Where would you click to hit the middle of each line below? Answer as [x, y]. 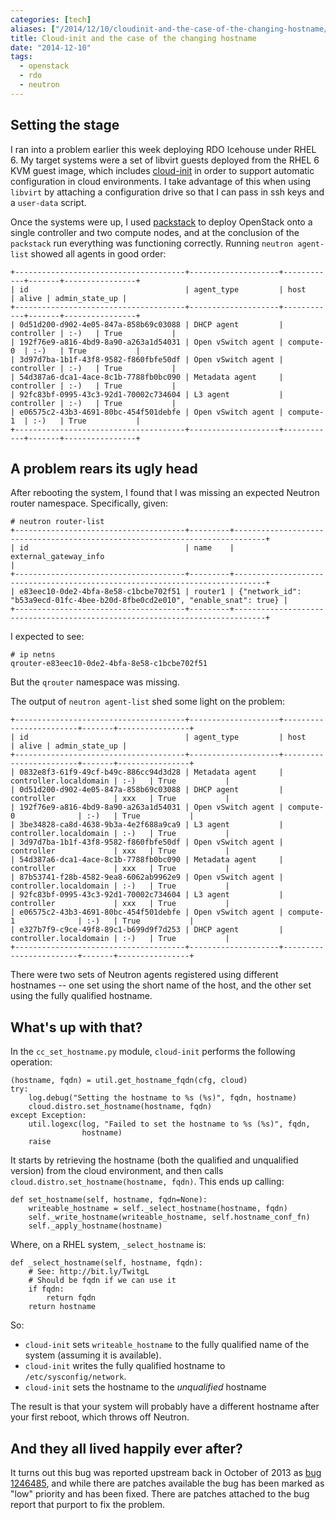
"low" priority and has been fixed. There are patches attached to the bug [160, 1494]
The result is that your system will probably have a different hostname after [165, 1407]
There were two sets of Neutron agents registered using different [144, 975]
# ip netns [33, 655]
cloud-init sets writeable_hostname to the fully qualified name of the [167, 1345]
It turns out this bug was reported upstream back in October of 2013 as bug [166, 1472]
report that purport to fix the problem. [88, 1504]
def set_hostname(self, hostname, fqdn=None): [109, 1200]
